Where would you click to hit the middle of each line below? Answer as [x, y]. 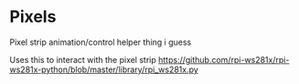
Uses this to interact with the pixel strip [83, 59]
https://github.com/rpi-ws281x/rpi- [224, 59]
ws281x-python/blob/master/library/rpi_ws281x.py [104, 69]
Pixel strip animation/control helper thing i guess [101, 42]
